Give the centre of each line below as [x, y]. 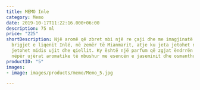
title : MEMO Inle [28, 12]
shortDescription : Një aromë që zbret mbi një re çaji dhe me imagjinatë [100, 39]
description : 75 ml [30, 28]
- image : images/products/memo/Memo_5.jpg [60, 73]
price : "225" [22, 34]
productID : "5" [25, 61]
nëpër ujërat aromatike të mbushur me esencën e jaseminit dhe [91, 56]
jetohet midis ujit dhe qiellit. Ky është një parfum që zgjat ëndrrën [102, 51]
